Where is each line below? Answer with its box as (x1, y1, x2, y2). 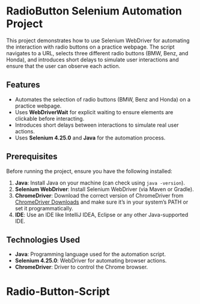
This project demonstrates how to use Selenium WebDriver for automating (6, 37, 190, 44)
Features (6, 80, 40, 90)
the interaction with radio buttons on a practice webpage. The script (6, 43, 175, 50)
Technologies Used (6, 234, 80, 245)
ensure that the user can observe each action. (6, 62, 121, 70)
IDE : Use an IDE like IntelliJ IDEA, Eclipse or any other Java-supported (14, 211, 189, 218)
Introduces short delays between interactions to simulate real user (14, 121, 179, 129)
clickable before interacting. (14, 115, 85, 122)
